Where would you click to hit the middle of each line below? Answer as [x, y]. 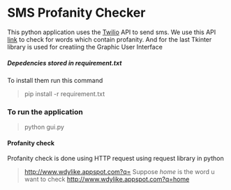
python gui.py [44, 127]
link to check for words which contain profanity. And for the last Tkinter [110, 39]
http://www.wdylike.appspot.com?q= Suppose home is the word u [119, 172]
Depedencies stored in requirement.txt [65, 63]
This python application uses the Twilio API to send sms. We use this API [112, 32]
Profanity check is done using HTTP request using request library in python [116, 159]
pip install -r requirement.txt [65, 94]
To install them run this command [55, 80]
